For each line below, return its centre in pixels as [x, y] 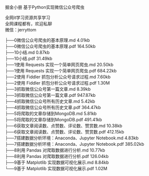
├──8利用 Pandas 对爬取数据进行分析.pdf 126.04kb [57, 156]
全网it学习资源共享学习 [28, 18]
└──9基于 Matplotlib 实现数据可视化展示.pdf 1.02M [56, 168]
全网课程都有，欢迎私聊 [28, 24]
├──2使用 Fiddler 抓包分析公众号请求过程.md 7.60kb [58, 77]
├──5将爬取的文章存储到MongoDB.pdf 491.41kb [54, 120]
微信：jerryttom [21, 30]
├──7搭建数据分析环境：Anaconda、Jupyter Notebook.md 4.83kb [72, 138]
